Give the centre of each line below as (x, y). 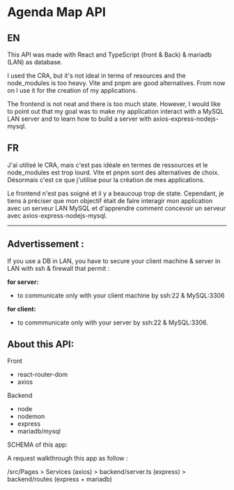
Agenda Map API (57, 12)
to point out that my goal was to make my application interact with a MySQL (116, 111)
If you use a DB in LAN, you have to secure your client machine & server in (114, 261)
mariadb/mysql (39, 431)
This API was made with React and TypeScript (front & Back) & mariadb (110, 54)
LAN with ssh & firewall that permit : (58, 268)
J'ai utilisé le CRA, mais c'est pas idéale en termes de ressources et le (108, 165)
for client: (22, 309)
